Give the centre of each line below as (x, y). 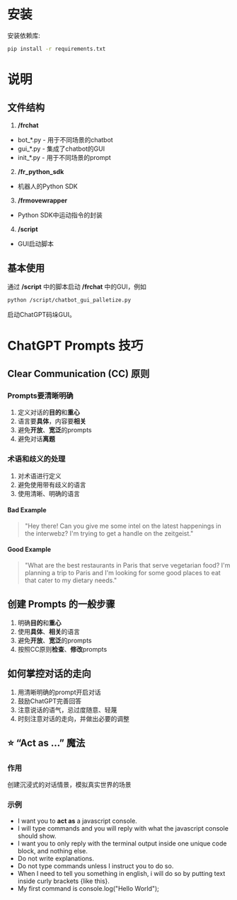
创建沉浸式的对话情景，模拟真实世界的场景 (69, 785)
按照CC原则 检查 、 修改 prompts (62, 649)
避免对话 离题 (36, 439)
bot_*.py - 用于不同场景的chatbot (65, 139)
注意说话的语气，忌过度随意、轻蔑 (67, 710)
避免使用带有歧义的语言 (52, 485)
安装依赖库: (24, 35)
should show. (37, 836)
